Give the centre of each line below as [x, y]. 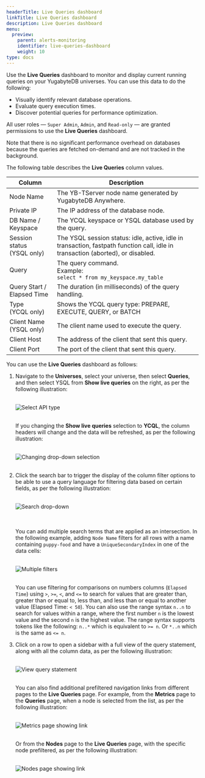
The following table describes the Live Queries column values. [85, 167]
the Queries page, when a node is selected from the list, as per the [99, 701]
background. [22, 156]
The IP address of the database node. [111, 210]
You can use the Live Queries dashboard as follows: [72, 364]
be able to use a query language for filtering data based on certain [99, 481]
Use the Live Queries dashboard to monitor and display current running [96, 74]
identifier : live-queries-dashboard [64, 46]
